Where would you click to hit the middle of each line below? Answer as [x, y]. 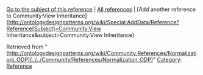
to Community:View [31, 16]
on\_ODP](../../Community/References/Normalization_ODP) [80, 60]
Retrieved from [25, 47]
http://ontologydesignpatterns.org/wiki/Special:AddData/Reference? [94, 22]
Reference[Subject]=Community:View [54, 28]
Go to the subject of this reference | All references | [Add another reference [101, 9]
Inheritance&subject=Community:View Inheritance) [70, 35]
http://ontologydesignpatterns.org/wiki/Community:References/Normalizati [102, 53]
